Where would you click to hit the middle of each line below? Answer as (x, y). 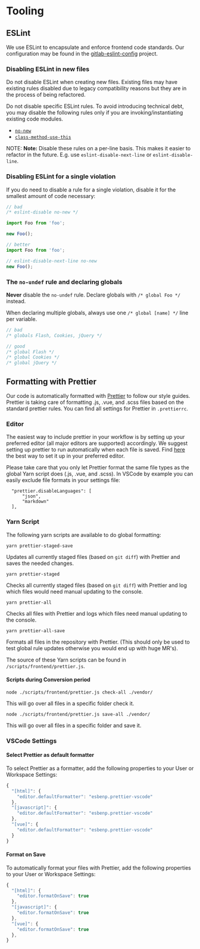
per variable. (22, 319)
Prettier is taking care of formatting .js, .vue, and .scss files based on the (95, 402)
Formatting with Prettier (51, 381)
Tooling (25, 11)
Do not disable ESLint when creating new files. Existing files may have (92, 82)
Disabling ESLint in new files (48, 69)
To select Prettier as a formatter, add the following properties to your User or (100, 768)
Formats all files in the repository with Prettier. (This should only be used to (98, 642)
